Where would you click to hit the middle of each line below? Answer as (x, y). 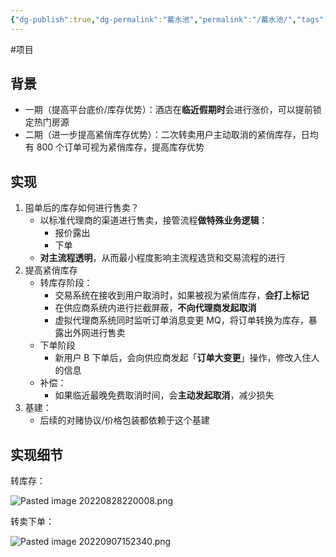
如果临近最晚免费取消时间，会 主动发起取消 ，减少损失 (164, 395)
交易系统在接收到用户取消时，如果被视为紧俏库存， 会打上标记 (182, 295)
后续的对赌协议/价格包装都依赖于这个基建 (124, 420)
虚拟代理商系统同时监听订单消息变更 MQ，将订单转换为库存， (181, 320)
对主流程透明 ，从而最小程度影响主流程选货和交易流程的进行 (162, 258)
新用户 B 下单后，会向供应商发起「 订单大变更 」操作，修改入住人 (187, 358)
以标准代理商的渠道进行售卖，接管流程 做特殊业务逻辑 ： (153, 220)
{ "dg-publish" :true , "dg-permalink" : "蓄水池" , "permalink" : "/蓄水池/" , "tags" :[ (171, 19)
